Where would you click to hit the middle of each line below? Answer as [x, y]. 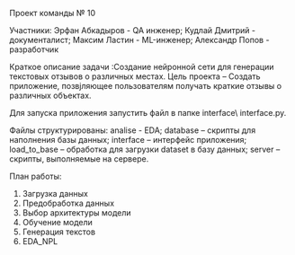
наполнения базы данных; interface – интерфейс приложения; [128, 140]
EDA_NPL [40, 241]
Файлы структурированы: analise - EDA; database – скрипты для [133, 130]
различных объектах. [50, 95]
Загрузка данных [55, 193]
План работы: [36, 176]
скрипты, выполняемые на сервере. [79, 159]
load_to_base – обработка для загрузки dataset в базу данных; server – [145, 149]
